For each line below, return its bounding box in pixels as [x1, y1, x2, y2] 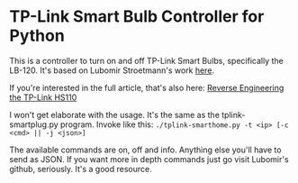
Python [9, 25, 65, 46]
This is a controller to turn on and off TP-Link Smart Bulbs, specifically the [9, 55, 284, 66]
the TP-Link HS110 [9, 92, 77, 103]
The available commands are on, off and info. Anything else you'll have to [9, 144, 282, 155]
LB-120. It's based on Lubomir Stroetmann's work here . [9, 65, 214, 76]
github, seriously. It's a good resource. [9, 163, 152, 174]
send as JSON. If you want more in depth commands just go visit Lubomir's [9, 153, 290, 164]
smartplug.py [9, 119, 59, 130]
